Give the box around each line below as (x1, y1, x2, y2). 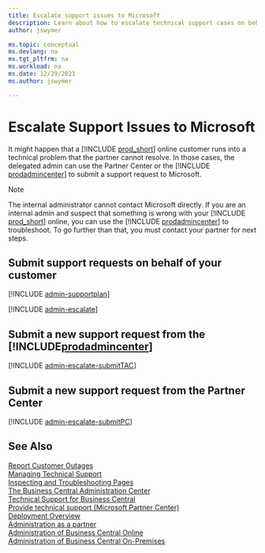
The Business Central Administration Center (8, 486, 151, 495)
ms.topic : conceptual (8, 40, 80, 48)
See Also (8, 439, 53, 454)
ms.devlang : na (8, 48, 58, 56)
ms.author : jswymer (8, 77, 73, 85)
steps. (8, 234, 28, 243)
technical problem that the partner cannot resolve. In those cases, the (8, 152, 235, 162)
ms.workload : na (8, 62, 62, 71)
